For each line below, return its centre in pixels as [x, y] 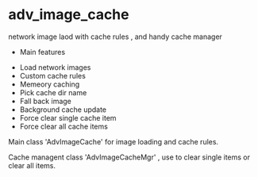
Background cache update [63, 110]
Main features [42, 52]
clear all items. [32, 165]
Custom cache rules [52, 75]
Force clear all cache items [64, 126]
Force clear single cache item [68, 117]
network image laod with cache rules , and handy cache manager [115, 37]
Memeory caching [50, 84]
